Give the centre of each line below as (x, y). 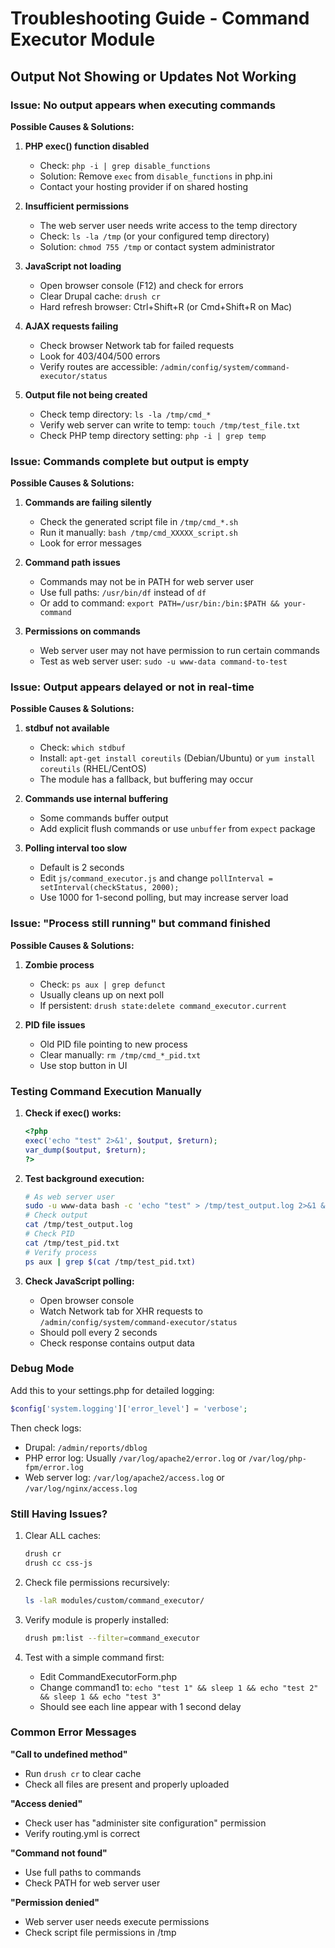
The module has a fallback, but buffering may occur (146, 779)
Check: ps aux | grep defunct (103, 984)
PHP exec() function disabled (87, 146)
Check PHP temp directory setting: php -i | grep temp (153, 435)
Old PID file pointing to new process (113, 1044)
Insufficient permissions (77, 206)
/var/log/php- (278, 1458)
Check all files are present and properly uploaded (127, 1784)
